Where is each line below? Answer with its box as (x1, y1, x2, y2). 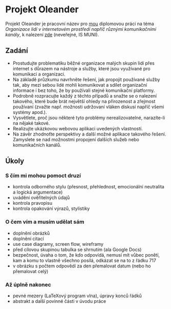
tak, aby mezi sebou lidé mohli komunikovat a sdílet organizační (12, 82, 147, 88)
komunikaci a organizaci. (12, 71, 66, 77)
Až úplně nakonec (5, 281, 51, 288)
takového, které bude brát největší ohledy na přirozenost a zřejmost (12, 98, 156, 104)
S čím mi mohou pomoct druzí (5, 172, 81, 179)
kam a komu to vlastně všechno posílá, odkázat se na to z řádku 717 (12, 257, 156, 263)
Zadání (5, 46, 28, 55)
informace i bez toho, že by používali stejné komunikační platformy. (12, 87, 155, 93)
